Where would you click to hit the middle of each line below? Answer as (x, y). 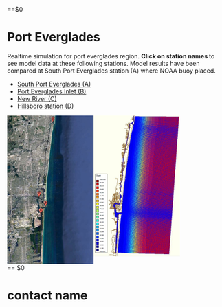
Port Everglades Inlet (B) (52, 91)
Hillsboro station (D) (45, 106)
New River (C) (37, 98)
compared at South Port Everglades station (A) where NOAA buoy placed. (112, 71)
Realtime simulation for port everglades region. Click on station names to (111, 56)
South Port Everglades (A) (54, 84)
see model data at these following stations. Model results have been (103, 63)
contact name (47, 296)
